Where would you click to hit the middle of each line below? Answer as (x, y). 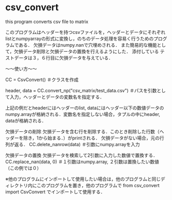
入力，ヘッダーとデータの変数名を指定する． (57, 97)
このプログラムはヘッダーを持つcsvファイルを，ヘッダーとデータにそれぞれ (85, 32)
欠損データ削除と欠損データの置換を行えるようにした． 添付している (87, 51)
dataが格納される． (26, 121)
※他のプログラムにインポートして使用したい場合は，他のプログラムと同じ (83, 179)
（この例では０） (23, 168)
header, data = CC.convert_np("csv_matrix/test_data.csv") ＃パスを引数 (81, 90)
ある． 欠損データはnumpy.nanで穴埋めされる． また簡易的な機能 (88, 45)
